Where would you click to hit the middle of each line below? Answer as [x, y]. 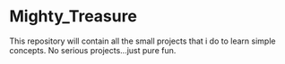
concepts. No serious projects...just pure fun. [93, 50]
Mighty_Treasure [73, 16]
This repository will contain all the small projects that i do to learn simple [142, 41]
